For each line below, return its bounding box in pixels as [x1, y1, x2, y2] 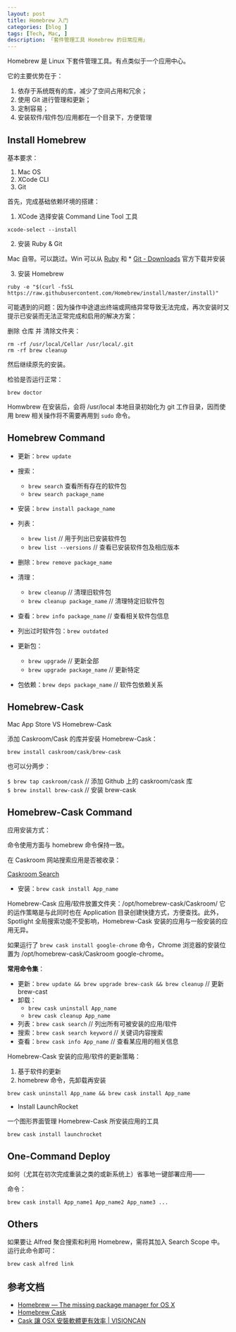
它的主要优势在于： [7, 72, 63, 80]
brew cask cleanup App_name [27, 1013, 111, 1020]
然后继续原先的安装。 [7, 360, 69, 369]
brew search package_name [27, 491, 104, 498]
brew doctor [7, 389, 42, 396]
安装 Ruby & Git [17, 239, 63, 247]
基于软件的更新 [17, 1067, 61, 1075]
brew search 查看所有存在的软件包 [27, 481, 127, 490]
